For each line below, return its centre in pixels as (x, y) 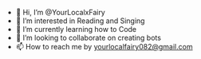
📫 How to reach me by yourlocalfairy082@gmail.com (104, 47)
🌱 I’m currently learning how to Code (76, 29)
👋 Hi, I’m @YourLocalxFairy (60, 12)
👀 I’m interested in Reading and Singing (80, 21)
